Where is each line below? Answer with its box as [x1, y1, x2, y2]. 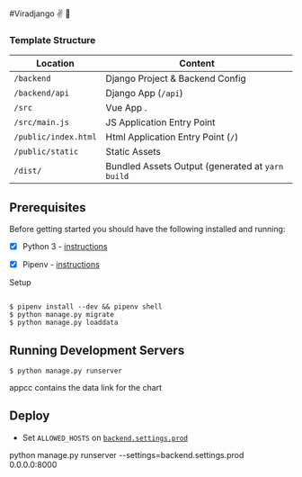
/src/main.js [13, 117, 70, 128]
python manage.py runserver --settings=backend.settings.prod [9, 449, 244, 460]
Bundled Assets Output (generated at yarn [105, 160, 284, 173]
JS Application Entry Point [105, 116, 216, 129]
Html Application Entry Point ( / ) [105, 130, 239, 143]
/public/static [13, 147, 79, 157]
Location [35, 58, 75, 70]
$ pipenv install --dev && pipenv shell [9, 302, 164, 311]
